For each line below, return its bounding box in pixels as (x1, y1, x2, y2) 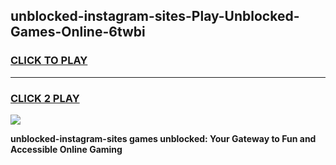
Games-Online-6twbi (10, 24, 146, 41)
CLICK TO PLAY (10, 54, 88, 68)
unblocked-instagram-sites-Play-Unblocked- (10, 8, 300, 25)
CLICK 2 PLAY (10, 91, 80, 105)
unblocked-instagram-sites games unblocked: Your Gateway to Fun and (10, 132, 317, 144)
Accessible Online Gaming (10, 143, 123, 155)
